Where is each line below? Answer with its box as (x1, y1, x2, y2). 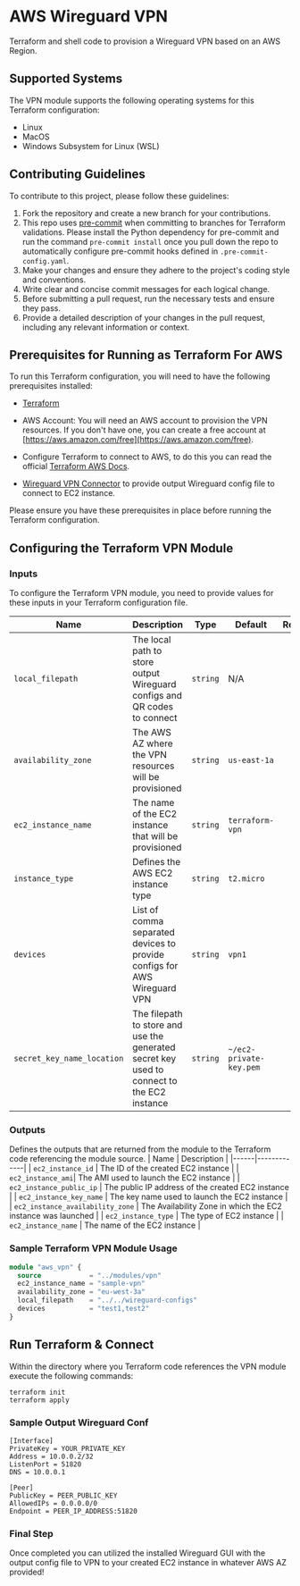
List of (132, 904, 159, 917)
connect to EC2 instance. (21, 488, 116, 499)
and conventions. (21, 274, 87, 285)
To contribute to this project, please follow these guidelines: (9, 190, 229, 201)
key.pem (227, 1062, 261, 1073)
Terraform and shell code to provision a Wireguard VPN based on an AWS (9, 36, 281, 46)
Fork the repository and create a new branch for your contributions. (21, 207, 271, 218)
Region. (9, 45, 37, 55)
